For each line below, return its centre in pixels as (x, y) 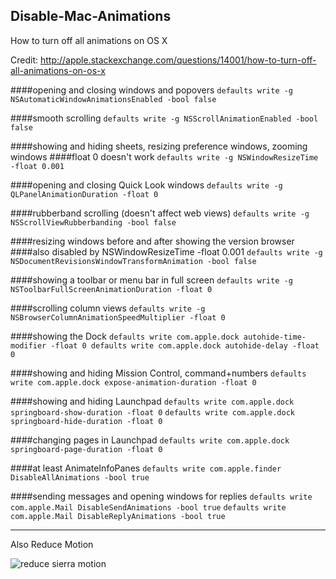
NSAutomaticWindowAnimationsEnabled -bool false (113, 99)
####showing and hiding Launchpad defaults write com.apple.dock (152, 401)
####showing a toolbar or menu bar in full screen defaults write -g (151, 280)
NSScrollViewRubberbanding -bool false (93, 222)
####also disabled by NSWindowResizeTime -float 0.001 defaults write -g (166, 251)
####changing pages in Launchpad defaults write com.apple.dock (150, 440)
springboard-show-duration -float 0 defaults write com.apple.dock (152, 412)
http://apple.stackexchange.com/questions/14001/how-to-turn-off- (178, 60)
